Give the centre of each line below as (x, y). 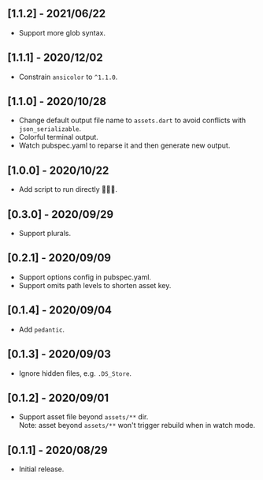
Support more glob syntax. (62, 32)
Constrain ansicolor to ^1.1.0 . (68, 77)
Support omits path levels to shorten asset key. (95, 285)
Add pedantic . (41, 329)
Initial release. (41, 469)
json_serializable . (50, 129)
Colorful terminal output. (59, 137)
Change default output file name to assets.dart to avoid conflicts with (132, 120)
